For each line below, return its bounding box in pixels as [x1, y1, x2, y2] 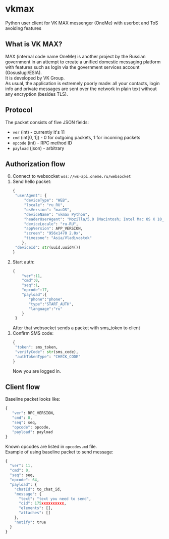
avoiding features [5, 25, 42, 31]
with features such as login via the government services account [5, 64, 140, 70]
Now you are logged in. [12, 368, 62, 374]
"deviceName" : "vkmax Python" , [24, 212, 90, 217]
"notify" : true [14, 520, 46, 525]
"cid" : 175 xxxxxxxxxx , [18, 501, 67, 506]
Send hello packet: [12, 178, 51, 185]
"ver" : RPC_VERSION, [12, 411, 55, 416]
